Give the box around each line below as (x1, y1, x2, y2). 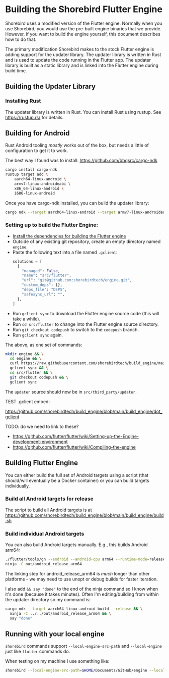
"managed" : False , (22, 268, 60, 273)
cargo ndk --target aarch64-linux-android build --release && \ (5, 606, 143, 611)
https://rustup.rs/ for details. (5, 114, 64, 120)
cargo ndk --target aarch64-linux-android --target (5, 210, 116, 215)
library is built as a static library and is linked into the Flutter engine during (5, 62, 158, 68)
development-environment (12, 439, 68, 445)
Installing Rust (5, 98, 41, 105)
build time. (5, 67, 27, 74)
